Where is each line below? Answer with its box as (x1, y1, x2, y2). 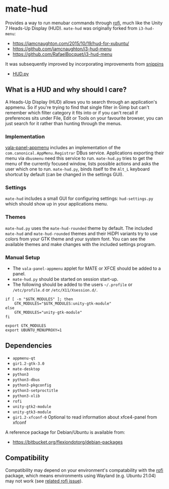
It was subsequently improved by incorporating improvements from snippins (5, 61, 164, 67)
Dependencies (5, 341, 52, 350)
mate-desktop (12, 366, 40, 372)
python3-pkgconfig (12, 383, 51, 388)
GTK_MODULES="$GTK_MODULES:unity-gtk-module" (14, 301, 112, 306)
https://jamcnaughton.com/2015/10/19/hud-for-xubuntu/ (12, 40, 130, 46)
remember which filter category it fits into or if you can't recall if (5, 109, 138, 115)
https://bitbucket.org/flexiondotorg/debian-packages (12, 439, 123, 445)
